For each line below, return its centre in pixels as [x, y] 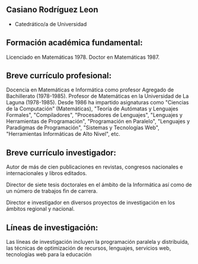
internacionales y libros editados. [47, 173]
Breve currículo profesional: [59, 76]
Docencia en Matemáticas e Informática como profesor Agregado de [90, 90]
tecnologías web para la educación [49, 255]
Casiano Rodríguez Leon [52, 10]
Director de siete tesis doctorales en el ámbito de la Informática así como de [99, 185]
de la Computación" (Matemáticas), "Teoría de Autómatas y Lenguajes [92, 109]
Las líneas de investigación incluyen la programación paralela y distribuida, [98, 242]
